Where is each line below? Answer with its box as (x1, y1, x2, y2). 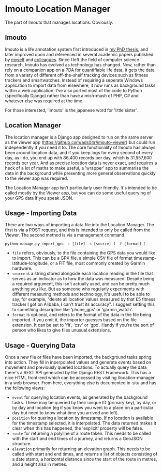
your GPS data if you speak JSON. (5, 195, 74, 201)
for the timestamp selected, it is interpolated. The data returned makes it (12, 420, 156, 426)
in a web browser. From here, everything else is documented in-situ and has (5, 380, 157, 386)
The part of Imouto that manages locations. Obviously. (5, 19, 114, 25)
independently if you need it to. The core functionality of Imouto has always (5, 144, 156, 150)
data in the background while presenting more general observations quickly (5, 170, 156, 176)
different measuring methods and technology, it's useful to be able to (12, 291, 150, 297)
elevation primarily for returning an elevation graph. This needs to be (12, 446, 151, 452)
